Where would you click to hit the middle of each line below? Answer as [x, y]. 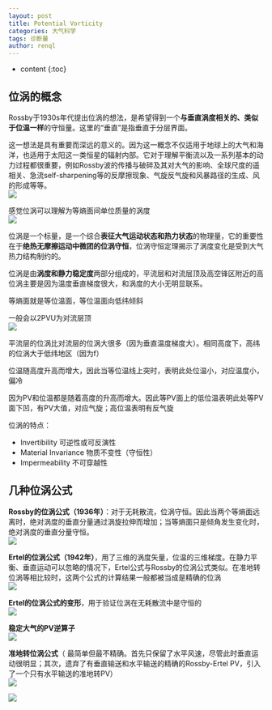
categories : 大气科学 [42, 31]
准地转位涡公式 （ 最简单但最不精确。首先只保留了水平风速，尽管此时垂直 [130, 653]
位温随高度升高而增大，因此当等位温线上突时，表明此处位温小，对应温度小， [136, 370]
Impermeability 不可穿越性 [64, 462]
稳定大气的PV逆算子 [42, 627]
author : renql [32, 46]
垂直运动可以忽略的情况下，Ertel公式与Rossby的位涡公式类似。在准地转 [142, 567]
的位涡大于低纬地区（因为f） [56, 353]
